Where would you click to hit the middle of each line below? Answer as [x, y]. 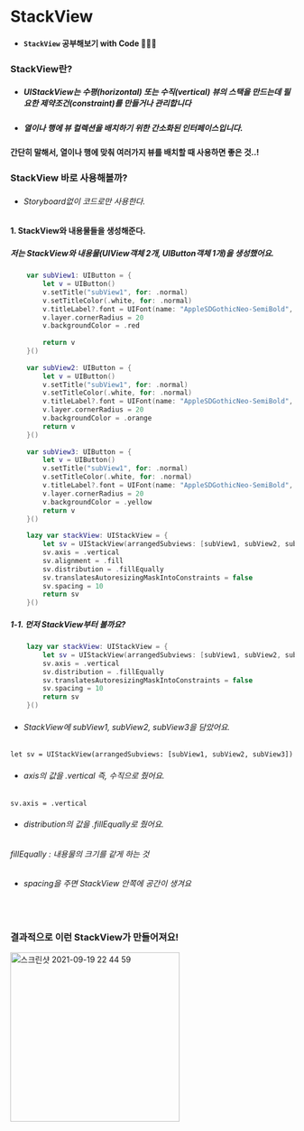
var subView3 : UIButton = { [79, 452]
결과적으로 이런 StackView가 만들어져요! [95, 937]
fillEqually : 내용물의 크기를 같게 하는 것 [80, 854]
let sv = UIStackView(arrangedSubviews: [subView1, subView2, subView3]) [152, 755]
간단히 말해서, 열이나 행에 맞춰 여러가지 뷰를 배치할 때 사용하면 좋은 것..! [135, 153]
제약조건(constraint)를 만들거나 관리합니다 [116, 103]
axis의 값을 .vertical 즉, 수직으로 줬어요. [94, 775]
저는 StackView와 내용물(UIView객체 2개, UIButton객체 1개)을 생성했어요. [142, 253]
